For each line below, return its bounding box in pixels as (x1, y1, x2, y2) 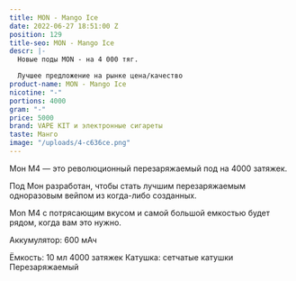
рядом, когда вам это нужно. (9, 217, 121, 228)
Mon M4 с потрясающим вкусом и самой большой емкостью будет (9, 207, 271, 218)
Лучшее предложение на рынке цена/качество (17, 71, 183, 81)
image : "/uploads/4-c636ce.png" (9, 139, 130, 148)
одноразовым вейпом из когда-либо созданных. (9, 190, 197, 201)
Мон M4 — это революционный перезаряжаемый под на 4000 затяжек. (9, 163, 288, 174)
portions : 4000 (9, 96, 67, 105)
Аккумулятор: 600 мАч (9, 234, 97, 245)
